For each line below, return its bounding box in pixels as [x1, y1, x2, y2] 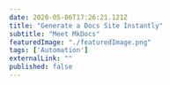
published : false [9, 63, 73, 72]
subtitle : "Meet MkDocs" [9, 29, 100, 38]
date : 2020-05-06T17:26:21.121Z [9, 12, 128, 22]
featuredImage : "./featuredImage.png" [9, 37, 152, 47]
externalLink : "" [9, 54, 73, 63]
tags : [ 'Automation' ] [9, 46, 89, 55]
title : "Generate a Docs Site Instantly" [9, 21, 164, 30]
